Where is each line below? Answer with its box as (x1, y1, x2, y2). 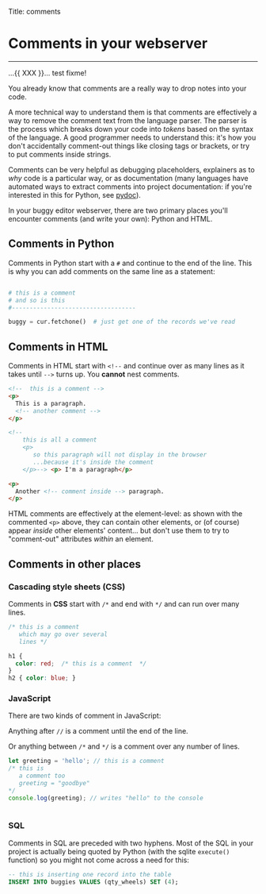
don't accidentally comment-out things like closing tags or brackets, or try (8, 141, 250, 150)
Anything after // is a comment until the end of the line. (8, 726, 188, 736)
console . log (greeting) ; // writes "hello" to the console (8, 794, 203, 802)
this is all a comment (22, 436, 97, 444)
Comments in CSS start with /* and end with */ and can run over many (8, 599, 240, 608)
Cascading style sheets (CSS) (8, 581, 126, 592)
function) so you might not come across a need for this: (8, 855, 190, 865)
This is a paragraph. (15, 399, 87, 407)
